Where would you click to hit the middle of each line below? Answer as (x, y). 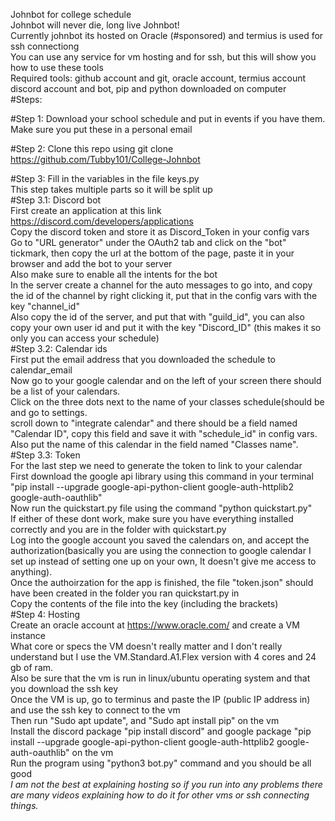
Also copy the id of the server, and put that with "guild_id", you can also (157, 317)
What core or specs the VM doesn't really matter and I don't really (146, 646)
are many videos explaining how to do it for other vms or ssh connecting (160, 795)
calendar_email (41, 370)
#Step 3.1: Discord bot (56, 200)
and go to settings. (49, 412)
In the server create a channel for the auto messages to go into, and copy (161, 285)
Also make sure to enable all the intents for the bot (114, 274)
